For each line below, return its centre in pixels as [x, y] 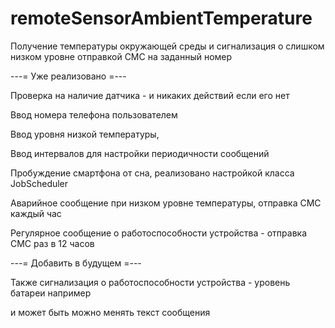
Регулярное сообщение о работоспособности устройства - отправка [158, 233]
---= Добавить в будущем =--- [76, 263]
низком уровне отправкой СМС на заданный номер [121, 56]
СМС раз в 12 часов [52, 243]
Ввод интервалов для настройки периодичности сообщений [140, 153]
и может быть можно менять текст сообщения [110, 312]
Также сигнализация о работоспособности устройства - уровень [150, 282]
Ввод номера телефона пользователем [94, 114]
